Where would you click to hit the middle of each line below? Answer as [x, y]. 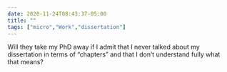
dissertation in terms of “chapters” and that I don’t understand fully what [114, 54]
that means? [26, 62]
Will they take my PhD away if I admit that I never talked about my [104, 47]
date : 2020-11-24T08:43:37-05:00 [57, 14]
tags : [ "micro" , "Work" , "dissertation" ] [67, 27]
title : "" [22, 20]
